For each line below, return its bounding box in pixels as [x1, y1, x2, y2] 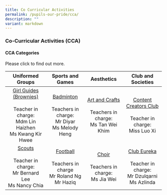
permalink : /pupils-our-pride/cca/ [5, 12, 79, 17]
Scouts [17, 145, 34, 152]
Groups [16, 79, 35, 86]
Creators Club [126, 103, 159, 110]
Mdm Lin [15, 118, 36, 125]
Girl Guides [12, 87, 39, 94]
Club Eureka [128, 148, 157, 155]
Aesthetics [90, 75, 117, 82]
